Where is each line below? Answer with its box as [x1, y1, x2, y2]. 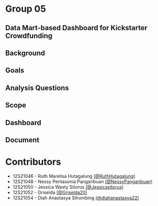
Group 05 [5, 3, 46, 15]
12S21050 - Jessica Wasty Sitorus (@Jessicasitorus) [12, 184, 124, 190]
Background [5, 49, 45, 57]
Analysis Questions [5, 83, 69, 92]
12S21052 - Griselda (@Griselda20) [12, 189, 87, 195]
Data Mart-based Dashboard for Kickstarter [5, 24, 148, 32]
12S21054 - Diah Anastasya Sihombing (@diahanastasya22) [12, 195, 139, 201]
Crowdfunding [5, 31, 53, 40]
